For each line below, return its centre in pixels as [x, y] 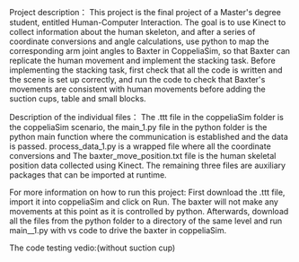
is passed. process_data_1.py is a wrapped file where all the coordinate [140, 146]
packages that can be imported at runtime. [88, 175]
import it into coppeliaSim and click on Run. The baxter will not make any [144, 202]
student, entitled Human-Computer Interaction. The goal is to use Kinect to [148, 22]
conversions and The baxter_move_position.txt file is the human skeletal [143, 156]
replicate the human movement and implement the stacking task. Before [142, 61]
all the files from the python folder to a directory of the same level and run [146, 221]
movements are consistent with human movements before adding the [138, 89]
